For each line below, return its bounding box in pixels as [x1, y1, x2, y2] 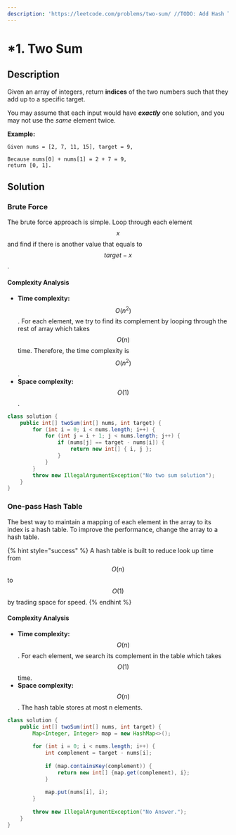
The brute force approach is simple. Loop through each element [7, 218, 192, 226]
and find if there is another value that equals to [7, 240, 143, 249]
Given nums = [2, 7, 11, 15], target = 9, [7, 143, 133, 150]
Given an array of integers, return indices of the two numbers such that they [7, 87, 229, 96]
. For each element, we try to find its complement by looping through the [17, 317, 228, 326]
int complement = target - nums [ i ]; [44, 750, 152, 757]
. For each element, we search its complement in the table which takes [17, 651, 222, 660]
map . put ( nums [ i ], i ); [44, 788, 109, 796]
